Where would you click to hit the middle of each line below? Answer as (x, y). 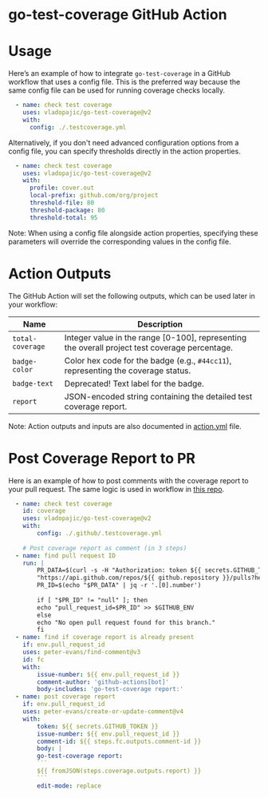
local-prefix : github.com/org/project (94, 196)
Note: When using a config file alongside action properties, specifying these (133, 232)
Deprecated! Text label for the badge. (134, 383)
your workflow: (33, 304)
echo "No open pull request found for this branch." (126, 622)
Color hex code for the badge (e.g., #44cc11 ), (148, 360)
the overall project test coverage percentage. (149, 347)
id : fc (33, 659)
